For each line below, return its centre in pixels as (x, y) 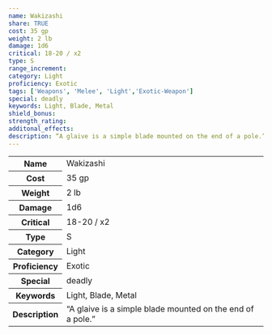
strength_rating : (38, 121)
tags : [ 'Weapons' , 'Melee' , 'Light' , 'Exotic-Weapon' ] (101, 91)
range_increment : (38, 69)
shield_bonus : (32, 114)
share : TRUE (28, 23)
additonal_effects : (41, 129)
